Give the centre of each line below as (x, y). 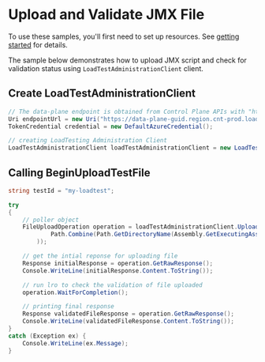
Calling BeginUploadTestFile (79, 173)
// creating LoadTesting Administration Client (88, 141)
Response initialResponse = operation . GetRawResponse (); (118, 263)
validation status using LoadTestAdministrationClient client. (106, 68)
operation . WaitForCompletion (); (75, 292)
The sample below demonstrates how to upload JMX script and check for (127, 60)
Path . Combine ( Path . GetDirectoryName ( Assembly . (128, 235)
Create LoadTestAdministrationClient (102, 94)
